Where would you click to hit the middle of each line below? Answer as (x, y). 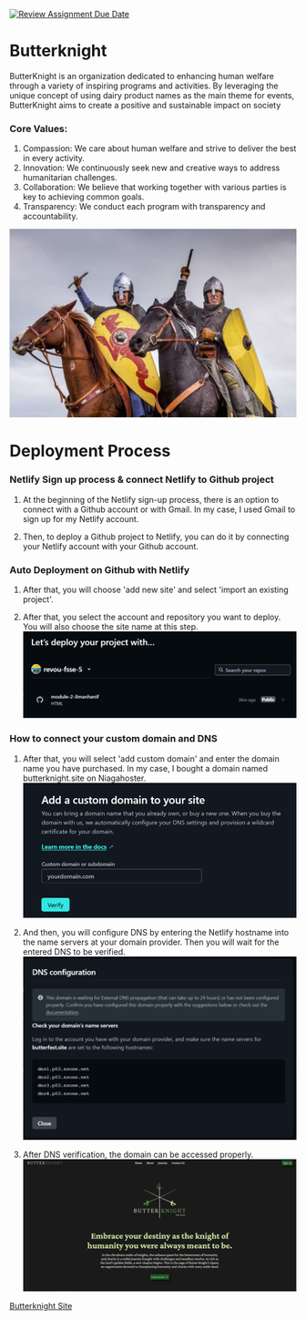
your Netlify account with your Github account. (110, 546)
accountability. (50, 216)
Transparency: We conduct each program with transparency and (144, 207)
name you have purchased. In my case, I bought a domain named (145, 768)
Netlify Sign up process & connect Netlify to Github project (142, 480)
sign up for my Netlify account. (81, 518)
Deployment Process (90, 451)
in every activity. (53, 159)
